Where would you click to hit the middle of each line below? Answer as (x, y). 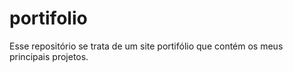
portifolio (48, 18)
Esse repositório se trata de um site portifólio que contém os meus (146, 46)
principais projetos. (49, 56)
